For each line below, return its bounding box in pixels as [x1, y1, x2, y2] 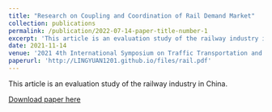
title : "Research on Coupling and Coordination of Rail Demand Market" [8, 11, 255, 20]
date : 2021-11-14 [8, 42, 67, 50]
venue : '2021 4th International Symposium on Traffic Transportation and [8, 49, 263, 57]
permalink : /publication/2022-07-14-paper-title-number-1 [8, 27, 208, 35]
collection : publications [8, 19, 96, 27]
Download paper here [8, 94, 81, 104]
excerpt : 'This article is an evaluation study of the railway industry [8, 34, 259, 43]
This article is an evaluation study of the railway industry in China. [8, 78, 228, 89]
